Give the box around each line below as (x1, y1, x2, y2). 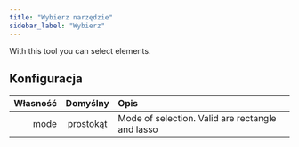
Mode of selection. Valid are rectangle (117, 112, 277, 125)
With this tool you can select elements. (9, 45, 151, 56)
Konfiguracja (9, 71, 83, 86)
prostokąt (67, 118, 108, 130)
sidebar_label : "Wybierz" (9, 21, 105, 30)
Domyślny (65, 97, 109, 110)
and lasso (117, 123, 158, 135)
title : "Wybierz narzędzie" (9, 12, 114, 22)
